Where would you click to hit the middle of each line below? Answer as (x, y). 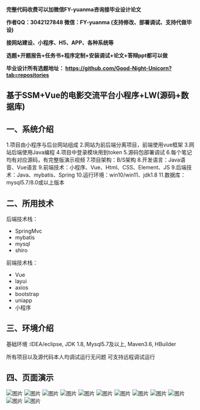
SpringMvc (29, 231)
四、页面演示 (30, 378)
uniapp (23, 300)
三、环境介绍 (30, 328)
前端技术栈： (22, 263)
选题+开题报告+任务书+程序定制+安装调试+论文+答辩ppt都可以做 (87, 55)
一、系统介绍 (30, 129)
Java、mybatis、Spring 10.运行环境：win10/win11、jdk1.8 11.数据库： (101, 175)
